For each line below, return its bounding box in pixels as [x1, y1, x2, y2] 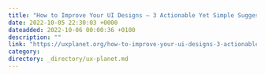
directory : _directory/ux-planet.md [8, 55, 129, 63]
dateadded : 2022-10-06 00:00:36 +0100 [8, 26, 136, 34]
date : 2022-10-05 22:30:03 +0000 [8, 19, 118, 27]
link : [8, 41, 26, 48]
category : [8, 48, 41, 55]
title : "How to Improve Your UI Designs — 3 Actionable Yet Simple [8, 11, 235, 20]
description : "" [8, 33, 62, 41]
